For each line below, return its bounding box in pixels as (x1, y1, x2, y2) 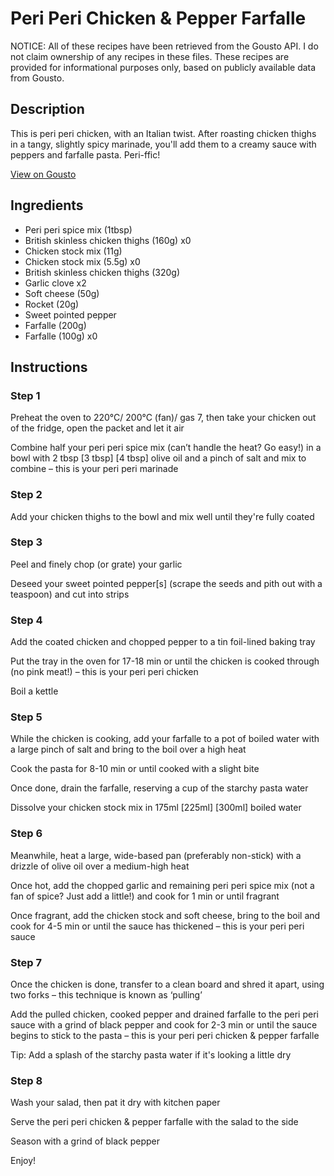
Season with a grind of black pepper (10, 1135, 161, 1147)
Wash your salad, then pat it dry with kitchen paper (10, 1097, 221, 1109)
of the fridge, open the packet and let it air (10, 422, 185, 434)
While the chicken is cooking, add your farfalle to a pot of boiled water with (10, 733, 320, 745)
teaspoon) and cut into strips (10, 588, 130, 600)
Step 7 (10, 955, 42, 969)
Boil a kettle (10, 685, 59, 697)
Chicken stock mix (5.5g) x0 (24, 255, 141, 267)
